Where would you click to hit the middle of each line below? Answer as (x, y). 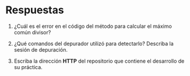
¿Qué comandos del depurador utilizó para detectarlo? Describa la (94, 44)
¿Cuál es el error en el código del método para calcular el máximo (93, 26)
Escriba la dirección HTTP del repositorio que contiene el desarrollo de (99, 61)
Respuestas (35, 10)
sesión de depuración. (41, 49)
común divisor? (32, 32)
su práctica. (28, 67)
